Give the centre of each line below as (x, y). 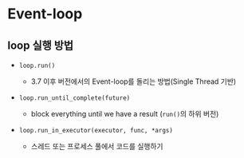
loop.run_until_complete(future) (75, 98)
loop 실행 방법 (40, 45)
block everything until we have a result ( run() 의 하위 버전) (125, 114)
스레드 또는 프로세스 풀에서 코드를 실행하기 (97, 146)
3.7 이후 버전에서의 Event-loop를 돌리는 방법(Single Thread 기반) (134, 81)
